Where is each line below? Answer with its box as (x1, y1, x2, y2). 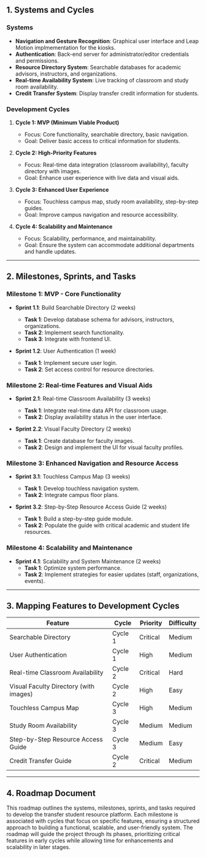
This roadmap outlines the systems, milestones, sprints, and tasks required (6, 804, 196, 812)
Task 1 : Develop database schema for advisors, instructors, (24, 316, 175, 323)
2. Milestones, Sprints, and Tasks (6, 272, 136, 282)
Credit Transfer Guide (9, 757, 72, 765)
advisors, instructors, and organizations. (15, 70, 118, 77)
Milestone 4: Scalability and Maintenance (6, 544, 133, 552)
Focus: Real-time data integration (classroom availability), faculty (24, 161, 189, 168)
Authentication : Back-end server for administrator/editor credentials (15, 50, 189, 58)
